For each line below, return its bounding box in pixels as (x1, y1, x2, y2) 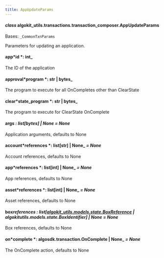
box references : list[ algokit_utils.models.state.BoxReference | (5, 209, 135, 215)
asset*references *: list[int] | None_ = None (5, 187, 95, 193)
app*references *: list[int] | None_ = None (5, 165, 92, 171)
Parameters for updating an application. (5, 43, 85, 49)
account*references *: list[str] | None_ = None (5, 143, 101, 149)
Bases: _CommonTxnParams (5, 33, 55, 39)
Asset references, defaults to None (5, 198, 76, 204)
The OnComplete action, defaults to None (5, 247, 89, 253)
